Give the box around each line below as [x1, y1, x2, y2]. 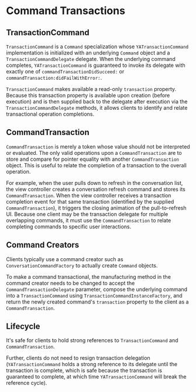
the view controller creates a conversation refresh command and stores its [6, 185, 185, 192]
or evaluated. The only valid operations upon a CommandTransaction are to [6, 149, 183, 156]
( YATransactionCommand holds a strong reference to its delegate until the [6, 361, 177, 368]
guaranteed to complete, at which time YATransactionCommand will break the [6, 373, 187, 380]
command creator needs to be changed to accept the [6, 279, 135, 286]
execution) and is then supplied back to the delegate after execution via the [6, 98, 188, 105]
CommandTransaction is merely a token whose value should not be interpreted [6, 143, 190, 150]
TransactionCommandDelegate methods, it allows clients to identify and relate [6, 104, 188, 111]
